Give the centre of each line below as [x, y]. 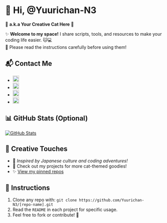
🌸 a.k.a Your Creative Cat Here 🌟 [40, 24]
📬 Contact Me [29, 64]
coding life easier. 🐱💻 [29, 40]
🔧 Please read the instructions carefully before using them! [66, 47]
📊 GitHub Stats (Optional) [47, 119]
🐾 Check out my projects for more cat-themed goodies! [69, 166]
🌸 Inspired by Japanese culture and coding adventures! [70, 161]
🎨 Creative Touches [36, 149]
